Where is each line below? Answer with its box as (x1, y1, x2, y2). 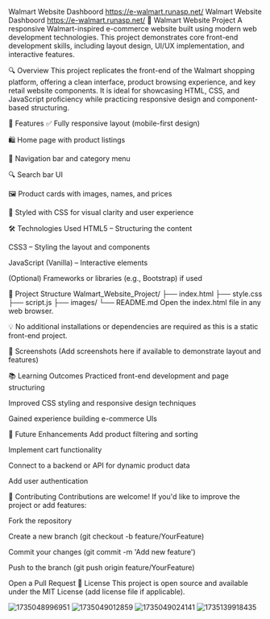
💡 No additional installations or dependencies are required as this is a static (8, 322, 259, 331)
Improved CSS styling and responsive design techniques (8, 398, 197, 407)
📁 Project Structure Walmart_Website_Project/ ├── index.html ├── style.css (8, 289, 263, 299)
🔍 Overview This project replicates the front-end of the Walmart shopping (8, 66, 255, 75)
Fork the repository (8, 516, 73, 526)
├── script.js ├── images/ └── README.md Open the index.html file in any (8, 298, 262, 307)
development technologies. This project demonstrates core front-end (8, 32, 239, 42)
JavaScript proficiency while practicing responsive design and (8, 94, 215, 104)
